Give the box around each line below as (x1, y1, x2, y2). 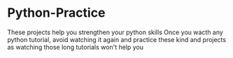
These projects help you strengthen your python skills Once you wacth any (7, 28, 224, 36)
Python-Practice (7, 5, 106, 21)
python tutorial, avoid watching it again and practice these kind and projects (7, 35, 226, 43)
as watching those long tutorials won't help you (7, 43, 144, 51)
